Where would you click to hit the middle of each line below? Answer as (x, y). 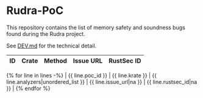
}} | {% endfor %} (28, 88)
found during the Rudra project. (46, 33)
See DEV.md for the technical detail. (52, 46)
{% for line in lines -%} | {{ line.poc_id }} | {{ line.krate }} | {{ (82, 75)
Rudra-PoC (35, 11)
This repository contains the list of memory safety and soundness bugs (96, 27)
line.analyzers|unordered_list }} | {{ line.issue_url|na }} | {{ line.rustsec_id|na (102, 82)
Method (55, 60)
